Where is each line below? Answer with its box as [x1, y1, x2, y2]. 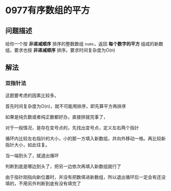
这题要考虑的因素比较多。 [5, 92, 59, 98]
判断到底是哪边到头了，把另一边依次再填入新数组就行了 [5, 163, 121, 169]
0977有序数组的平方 [5, 5, 90, 16]
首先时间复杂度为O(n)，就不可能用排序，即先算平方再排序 [5, 103, 126, 109]
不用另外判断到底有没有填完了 [18, 180, 81, 186]
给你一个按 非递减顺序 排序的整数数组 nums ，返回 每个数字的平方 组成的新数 [5, 41, 164, 47]
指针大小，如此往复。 [5, 141, 50, 147]
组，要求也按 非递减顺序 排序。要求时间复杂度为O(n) [5, 47, 116, 53]
